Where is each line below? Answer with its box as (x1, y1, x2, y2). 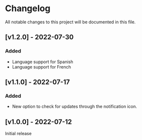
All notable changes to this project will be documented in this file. (5, 19, 136, 25)
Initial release (5, 131, 32, 137)
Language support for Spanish (12, 59, 73, 65)
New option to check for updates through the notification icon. (12, 104, 137, 109)
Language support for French (12, 64, 71, 70)
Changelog (5, 3, 51, 14)
